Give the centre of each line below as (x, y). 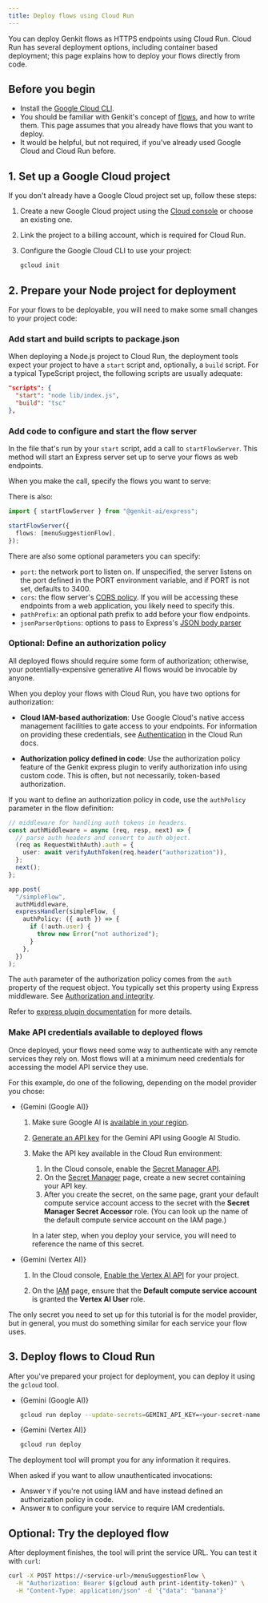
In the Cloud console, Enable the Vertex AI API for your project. (136, 1274)
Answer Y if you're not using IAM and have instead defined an (121, 1491)
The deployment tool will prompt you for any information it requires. (120, 1460)
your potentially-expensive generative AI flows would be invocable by (123, 669)
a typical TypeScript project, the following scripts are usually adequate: (126, 373)
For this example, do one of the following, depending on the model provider (133, 1082)
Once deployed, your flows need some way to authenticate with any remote (133, 1050)
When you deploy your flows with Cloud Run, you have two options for (124, 693)
